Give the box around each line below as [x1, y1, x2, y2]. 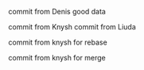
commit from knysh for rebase [8, 37, 107, 47]
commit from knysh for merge [8, 53, 106, 62]
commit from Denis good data [8, 7, 106, 16]
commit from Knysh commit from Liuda [8, 22, 137, 31]
